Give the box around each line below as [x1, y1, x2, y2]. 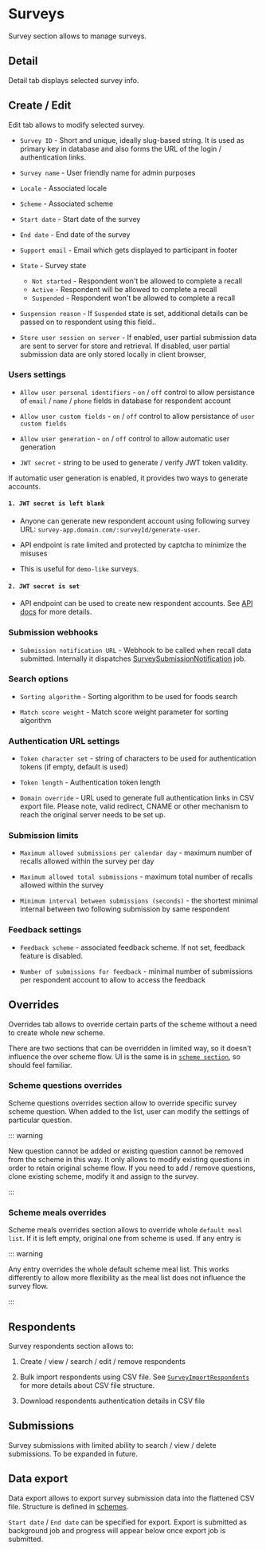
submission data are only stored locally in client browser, [19, 349, 207, 359]
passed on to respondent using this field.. [19, 317, 157, 326]
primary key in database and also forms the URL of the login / [19, 144, 221, 153]
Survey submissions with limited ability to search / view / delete [8, 1440, 217, 1449]
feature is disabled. [19, 951, 84, 960]
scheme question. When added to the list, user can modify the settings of [8, 1106, 249, 1116]
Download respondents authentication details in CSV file [19, 1396, 205, 1406]
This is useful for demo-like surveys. [19, 564, 139, 574]
